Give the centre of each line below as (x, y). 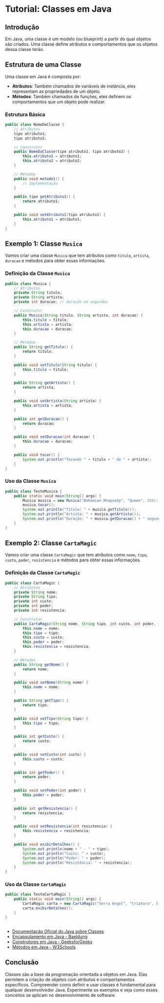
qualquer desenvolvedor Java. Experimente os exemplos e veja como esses (81, 990)
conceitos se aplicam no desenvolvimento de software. (61, 995)
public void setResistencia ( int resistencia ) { (63, 826)
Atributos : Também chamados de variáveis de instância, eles (74, 86)
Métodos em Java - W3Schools (44, 947)
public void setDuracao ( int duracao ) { (54, 437)
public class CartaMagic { (32, 583)
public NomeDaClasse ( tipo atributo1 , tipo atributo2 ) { (72, 152)
